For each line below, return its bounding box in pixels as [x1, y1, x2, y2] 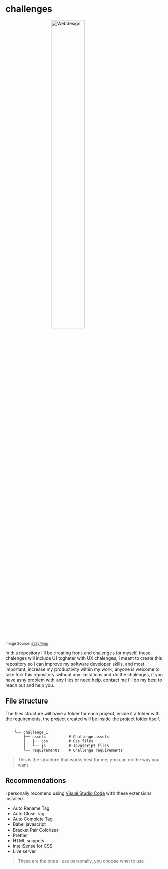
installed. [5, 795, 24, 801]
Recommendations [5, 776, 66, 785]
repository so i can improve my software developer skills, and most [5, 660, 145, 667]
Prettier [12, 832, 28, 838]
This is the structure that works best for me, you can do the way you [17, 756, 160, 762]
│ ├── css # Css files [23, 738, 94, 744]
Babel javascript [12, 821, 46, 827]
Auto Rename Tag [12, 805, 50, 811]
